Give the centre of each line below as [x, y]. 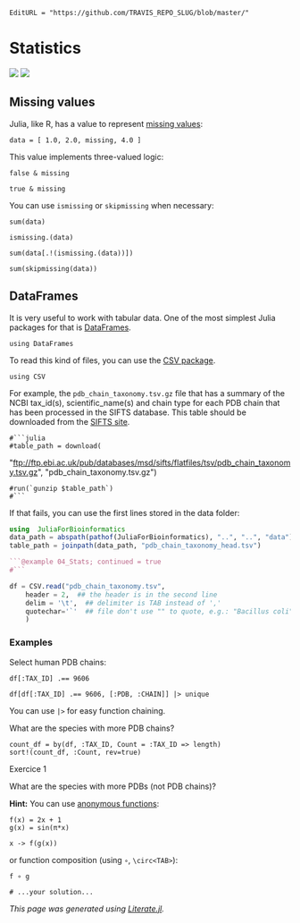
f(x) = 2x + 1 [36, 820]
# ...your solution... [51, 892]
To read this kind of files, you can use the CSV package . [112, 360]
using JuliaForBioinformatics [67, 529]
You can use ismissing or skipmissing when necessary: [112, 205]
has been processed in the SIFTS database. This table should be [128, 412]
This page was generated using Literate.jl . [87, 909]
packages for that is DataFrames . [70, 327]
